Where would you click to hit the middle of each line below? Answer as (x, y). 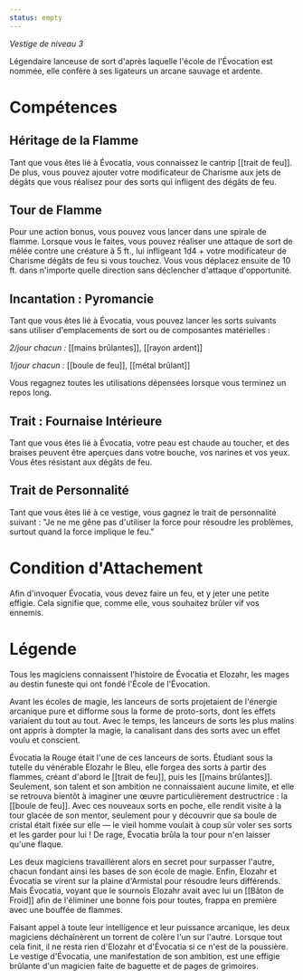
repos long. (31, 393)
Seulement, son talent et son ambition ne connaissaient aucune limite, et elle (152, 786)
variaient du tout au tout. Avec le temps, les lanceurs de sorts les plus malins (152, 720)
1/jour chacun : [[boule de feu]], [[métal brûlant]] (100, 365)
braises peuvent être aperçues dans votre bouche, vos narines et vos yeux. (150, 453)
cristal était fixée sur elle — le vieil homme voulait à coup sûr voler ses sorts (151, 824)
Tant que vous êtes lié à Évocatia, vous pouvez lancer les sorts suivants (143, 321)
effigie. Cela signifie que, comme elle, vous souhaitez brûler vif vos (134, 602)
